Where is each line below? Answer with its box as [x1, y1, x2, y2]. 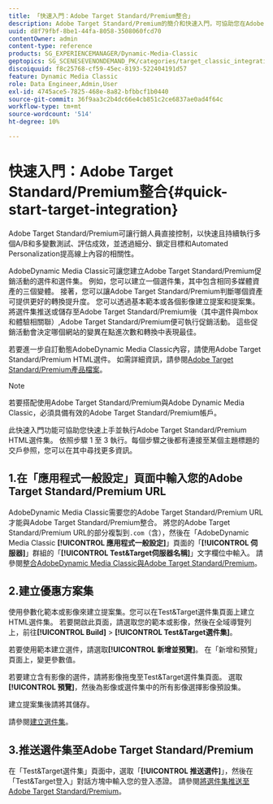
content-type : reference [8, 42, 93, 50]
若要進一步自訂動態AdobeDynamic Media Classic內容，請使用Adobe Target [8, 344, 262, 354]
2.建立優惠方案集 [8, 585, 94, 598]
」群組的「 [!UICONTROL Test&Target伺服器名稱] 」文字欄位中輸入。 [25, 548, 254, 558]
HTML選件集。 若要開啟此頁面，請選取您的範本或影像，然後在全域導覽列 [8, 617, 252, 627]
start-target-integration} [8, 201, 179, 219]
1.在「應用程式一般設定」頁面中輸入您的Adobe [8, 472, 244, 485]
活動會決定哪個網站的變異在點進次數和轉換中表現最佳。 [15, 327, 201, 337]
